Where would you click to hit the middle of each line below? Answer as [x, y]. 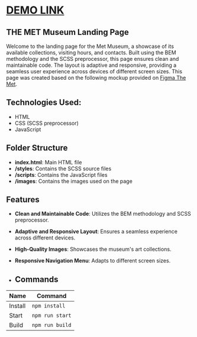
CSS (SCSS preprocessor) [46, 123]
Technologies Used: [44, 103]
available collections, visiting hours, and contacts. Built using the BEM [91, 53]
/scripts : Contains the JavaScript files [61, 174]
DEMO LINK [35, 10]
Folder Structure [37, 148]
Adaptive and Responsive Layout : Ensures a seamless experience [96, 232]
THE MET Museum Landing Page [67, 32]
